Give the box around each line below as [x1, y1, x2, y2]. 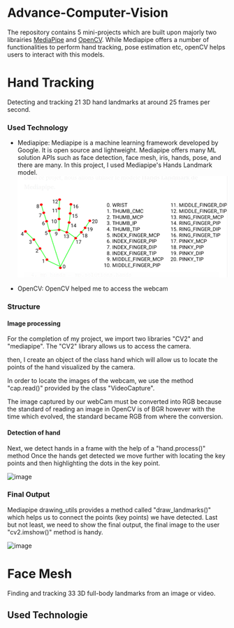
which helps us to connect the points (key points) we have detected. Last [7, 513, 218, 521]
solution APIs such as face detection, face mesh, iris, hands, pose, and [17, 154, 221, 162]
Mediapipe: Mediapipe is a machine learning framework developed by [17, 138, 219, 147]
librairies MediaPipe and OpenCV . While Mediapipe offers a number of [7, 35, 210, 43]
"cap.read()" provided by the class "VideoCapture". [7, 384, 155, 393]
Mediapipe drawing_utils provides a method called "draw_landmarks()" [7, 505, 212, 514]
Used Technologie [7, 609, 89, 621]
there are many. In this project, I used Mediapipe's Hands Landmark [17, 161, 213, 169]
